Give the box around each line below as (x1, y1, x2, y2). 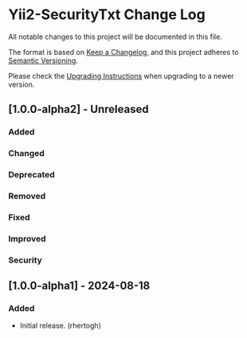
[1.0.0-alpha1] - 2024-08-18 (8, 279, 151, 293)
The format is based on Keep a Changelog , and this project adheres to (8, 47, 239, 56)
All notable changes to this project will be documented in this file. (8, 32, 223, 41)
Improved (8, 233, 46, 244)
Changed (8, 148, 45, 159)
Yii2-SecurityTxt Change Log (8, 6, 206, 24)
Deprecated (8, 169, 56, 181)
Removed (8, 191, 46, 202)
